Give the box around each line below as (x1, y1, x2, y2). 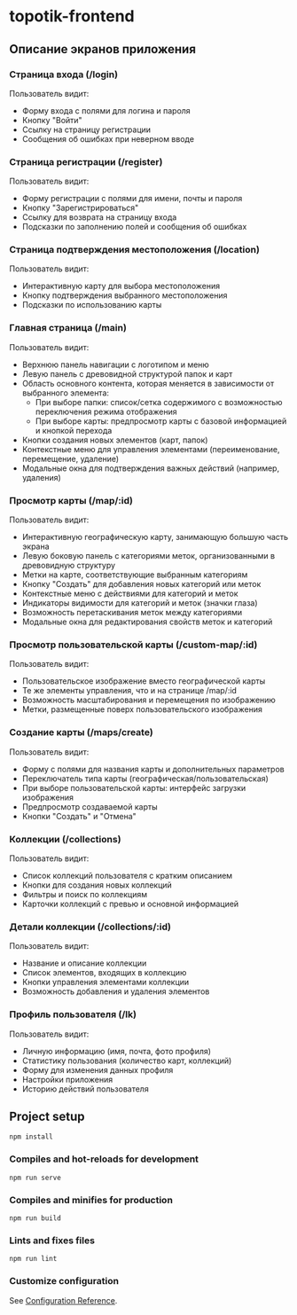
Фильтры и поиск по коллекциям (21, 888, 148, 899)
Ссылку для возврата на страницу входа (21, 212, 177, 223)
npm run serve (9, 1173, 62, 1182)
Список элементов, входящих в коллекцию (21, 967, 187, 978)
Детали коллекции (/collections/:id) (9, 920, 171, 933)
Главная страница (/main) (9, 322, 127, 334)
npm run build (9, 1213, 62, 1223)
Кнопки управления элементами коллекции (21, 977, 190, 988)
